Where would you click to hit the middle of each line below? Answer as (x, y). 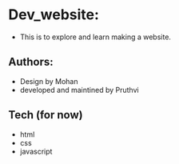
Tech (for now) (46, 115)
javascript (36, 151)
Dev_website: (54, 15)
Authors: (31, 62)
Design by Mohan (49, 81)
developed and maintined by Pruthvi (79, 90)
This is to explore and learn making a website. (95, 37)
